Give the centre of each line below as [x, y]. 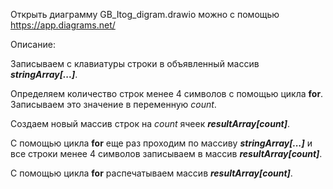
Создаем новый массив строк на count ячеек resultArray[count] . [150, 123]
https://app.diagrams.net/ [63, 25]
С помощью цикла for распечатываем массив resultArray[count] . [151, 173]
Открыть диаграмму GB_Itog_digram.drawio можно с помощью [145, 14]
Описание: [33, 44]
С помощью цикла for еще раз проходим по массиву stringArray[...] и [161, 143]
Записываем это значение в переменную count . [113, 104]
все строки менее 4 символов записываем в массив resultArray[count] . [166, 153]
